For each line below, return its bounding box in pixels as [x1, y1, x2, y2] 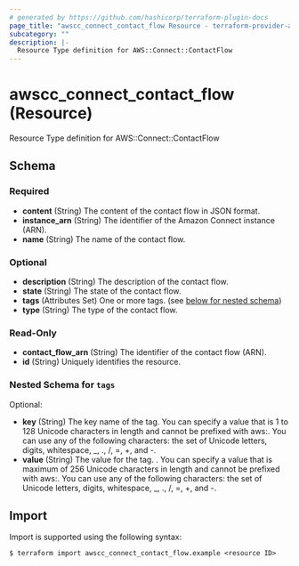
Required [9, 185, 50, 198]
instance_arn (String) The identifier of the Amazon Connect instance [21, 214, 276, 225]
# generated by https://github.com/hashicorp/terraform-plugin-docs [9, 12, 269, 22]
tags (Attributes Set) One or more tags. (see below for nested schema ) [21, 295, 282, 306]
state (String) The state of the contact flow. [21, 286, 182, 296]
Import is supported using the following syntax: [9, 531, 182, 543]
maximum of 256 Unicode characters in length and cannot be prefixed [21, 464, 280, 474]
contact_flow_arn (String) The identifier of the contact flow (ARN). [21, 347, 267, 358]
